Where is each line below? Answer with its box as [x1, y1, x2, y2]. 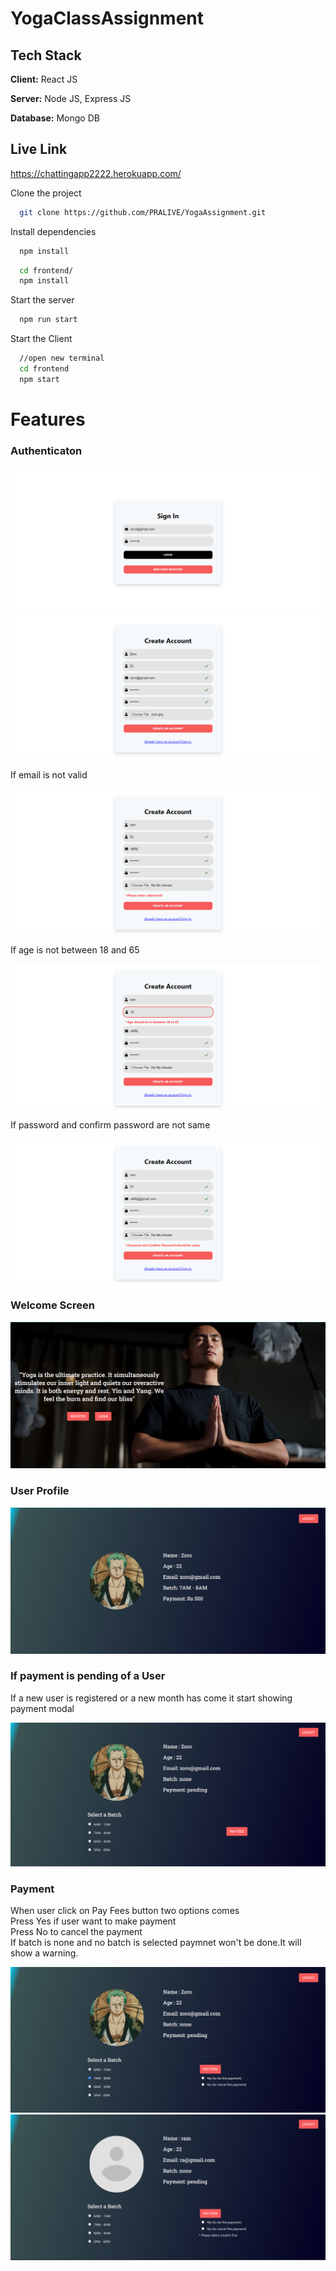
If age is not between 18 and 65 [10, 944, 140, 956]
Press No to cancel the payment [10, 1925, 143, 1937]
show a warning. [10, 1947, 79, 1959]
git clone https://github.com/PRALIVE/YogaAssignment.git [19, 207, 267, 217]
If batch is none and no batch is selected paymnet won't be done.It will [10, 1936, 302, 1948]
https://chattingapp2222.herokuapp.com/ [10, 167, 182, 179]
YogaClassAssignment [10, 7, 205, 30]
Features [10, 408, 86, 431]
